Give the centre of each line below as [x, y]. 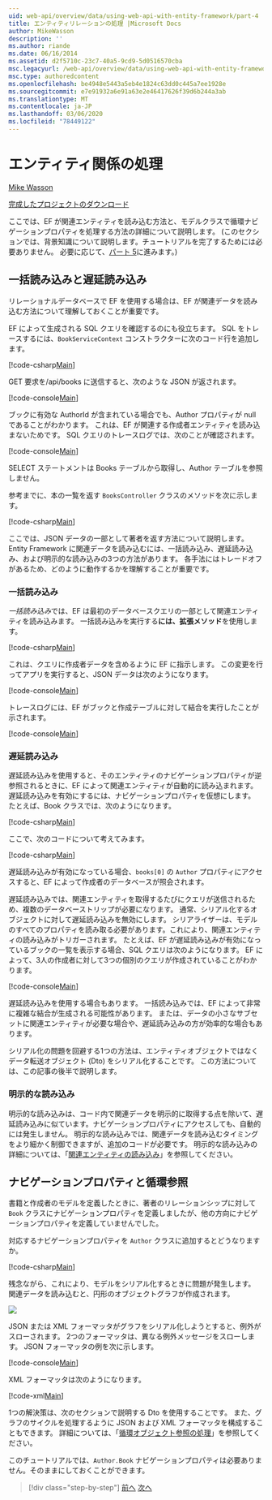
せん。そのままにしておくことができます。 [79, 1471]
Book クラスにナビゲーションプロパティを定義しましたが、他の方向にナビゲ [133, 1213]
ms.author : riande [39, 46]
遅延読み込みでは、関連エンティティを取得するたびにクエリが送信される [129, 899]
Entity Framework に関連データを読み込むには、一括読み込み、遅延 [120, 548]
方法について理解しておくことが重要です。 [93, 311]
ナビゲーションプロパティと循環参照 [98, 1182]
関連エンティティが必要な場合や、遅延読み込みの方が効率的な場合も [142, 1024]
